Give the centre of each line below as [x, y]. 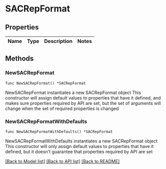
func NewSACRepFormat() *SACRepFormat [45, 83]
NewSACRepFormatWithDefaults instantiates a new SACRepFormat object [81, 141]
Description [58, 41]
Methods [19, 59]
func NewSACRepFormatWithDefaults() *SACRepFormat [59, 131]
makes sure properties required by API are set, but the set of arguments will [83, 103]
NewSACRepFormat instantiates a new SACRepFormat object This [73, 92]
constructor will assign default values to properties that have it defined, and [83, 97]
